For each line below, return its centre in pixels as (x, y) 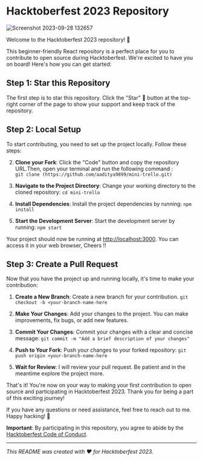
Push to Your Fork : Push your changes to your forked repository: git (101, 350)
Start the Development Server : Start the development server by (95, 221)
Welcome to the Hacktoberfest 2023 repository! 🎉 (68, 39)
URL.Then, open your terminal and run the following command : (94, 169)
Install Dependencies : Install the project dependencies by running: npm (103, 204)
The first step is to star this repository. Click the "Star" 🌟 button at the (93, 97)
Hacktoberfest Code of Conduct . (47, 434)
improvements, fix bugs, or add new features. (72, 320)
